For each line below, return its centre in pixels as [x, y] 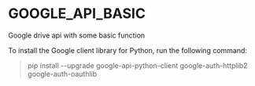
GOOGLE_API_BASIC [77, 14]
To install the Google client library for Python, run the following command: [128, 50]
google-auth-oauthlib [62, 73]
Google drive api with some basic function [77, 35]
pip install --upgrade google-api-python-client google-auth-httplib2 [137, 65]
